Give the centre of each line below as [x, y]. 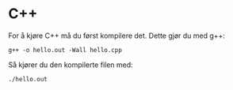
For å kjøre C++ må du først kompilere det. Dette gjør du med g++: [117, 36]
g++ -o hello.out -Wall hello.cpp [65, 50]
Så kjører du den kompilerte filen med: [71, 65]
